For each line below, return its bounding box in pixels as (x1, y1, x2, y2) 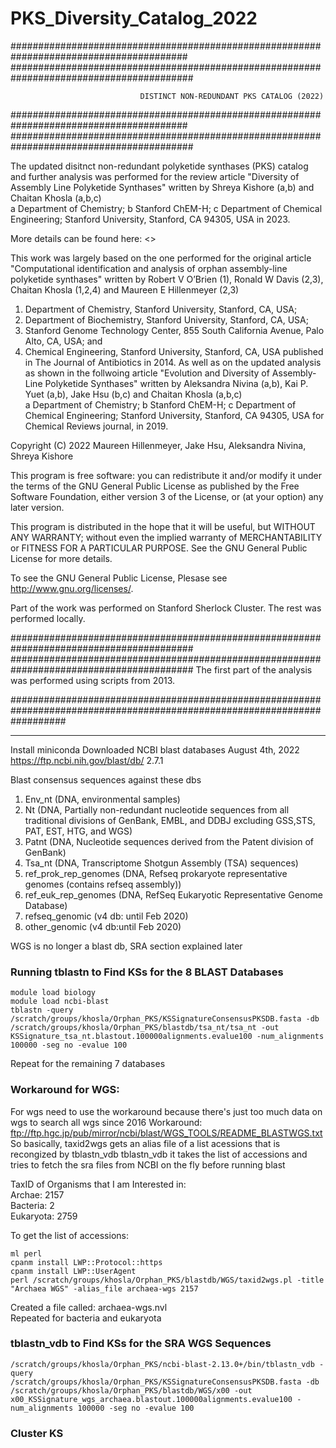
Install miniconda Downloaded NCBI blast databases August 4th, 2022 (10, 743, 300, 756)
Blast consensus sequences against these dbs (10, 773, 202, 786)
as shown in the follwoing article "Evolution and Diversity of (24, 367, 270, 379)
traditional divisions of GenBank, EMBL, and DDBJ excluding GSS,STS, (24, 814, 316, 826)
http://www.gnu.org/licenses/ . (10, 582, 134, 594)
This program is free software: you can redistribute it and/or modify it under (10, 469, 322, 481)
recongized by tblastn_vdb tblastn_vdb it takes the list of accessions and (10, 1148, 308, 1160)
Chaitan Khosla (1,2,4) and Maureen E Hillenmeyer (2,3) (10, 283, 240, 296)
